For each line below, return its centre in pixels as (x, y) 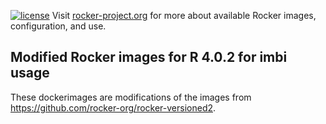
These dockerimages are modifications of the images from (131, 97)
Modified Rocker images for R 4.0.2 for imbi (149, 57)
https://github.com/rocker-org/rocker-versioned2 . (113, 107)
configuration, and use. (58, 26)
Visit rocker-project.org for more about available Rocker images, (184, 15)
